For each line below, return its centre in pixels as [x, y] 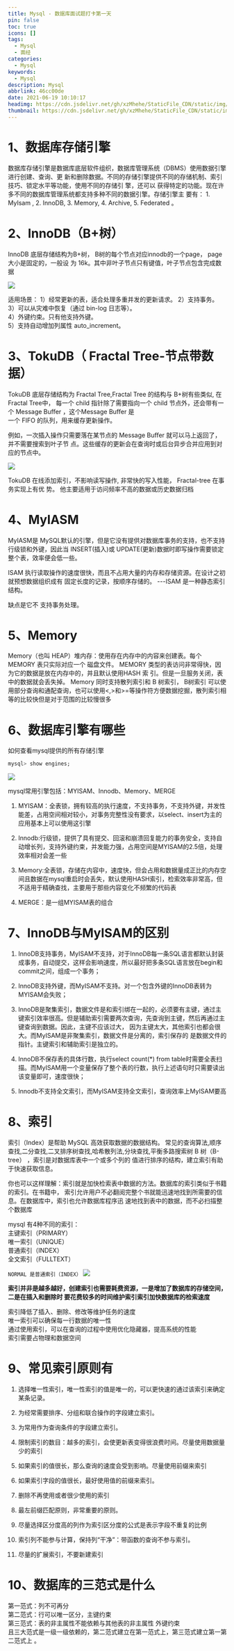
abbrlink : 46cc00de [36, 91]
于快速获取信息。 [32, 1169]
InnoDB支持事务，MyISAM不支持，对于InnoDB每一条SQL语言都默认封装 [121, 954]
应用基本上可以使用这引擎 [55, 823]
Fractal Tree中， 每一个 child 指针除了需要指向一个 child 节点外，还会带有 [113, 403]
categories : [25, 59]
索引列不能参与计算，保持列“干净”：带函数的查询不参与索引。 [106, 1540]
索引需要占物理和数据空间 [44, 1338]
